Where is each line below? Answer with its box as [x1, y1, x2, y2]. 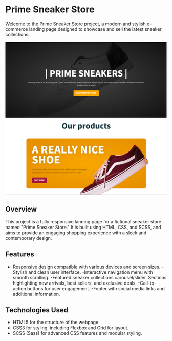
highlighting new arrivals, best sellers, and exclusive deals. [12, 280, 137, 286]
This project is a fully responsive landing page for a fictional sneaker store [5, 218, 162, 224]
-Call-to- [138, 280, 157, 286]
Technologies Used [5, 306, 68, 314]
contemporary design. [5, 235, 52, 241]
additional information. [12, 291, 60, 297]
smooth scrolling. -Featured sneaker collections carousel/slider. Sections [12, 274, 167, 280]
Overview [5, 205, 37, 214]
